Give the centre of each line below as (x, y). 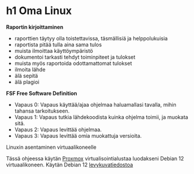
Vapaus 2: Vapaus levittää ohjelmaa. (58, 129)
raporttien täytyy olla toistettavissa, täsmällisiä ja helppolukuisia (91, 38)
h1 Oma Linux (39, 11)
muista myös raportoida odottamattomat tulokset (73, 63)
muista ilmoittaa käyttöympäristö (54, 50)
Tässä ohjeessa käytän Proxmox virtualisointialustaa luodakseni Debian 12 (95, 158)
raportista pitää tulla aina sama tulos (58, 45)
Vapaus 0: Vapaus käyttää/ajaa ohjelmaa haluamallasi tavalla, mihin (95, 104)
